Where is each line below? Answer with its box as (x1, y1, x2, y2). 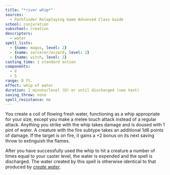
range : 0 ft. (5, 78, 33, 83)
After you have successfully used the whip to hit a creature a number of (5, 148, 155, 154)
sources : (5, 12, 24, 17)
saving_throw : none (5, 92, 47, 97)
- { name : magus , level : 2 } (10, 45, 67, 50)
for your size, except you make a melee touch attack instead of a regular (5, 116, 157, 122)
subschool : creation (5, 26, 49, 31)
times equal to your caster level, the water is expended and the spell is (5, 153, 153, 159)
